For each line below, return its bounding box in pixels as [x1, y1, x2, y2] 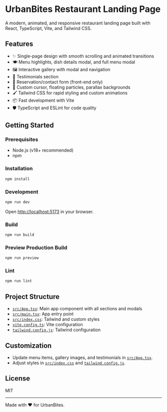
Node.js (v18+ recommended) [12, 147, 74, 153]
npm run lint [5, 278, 32, 284]
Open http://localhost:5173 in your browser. [5, 208, 94, 214]
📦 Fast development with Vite [12, 97, 75, 103]
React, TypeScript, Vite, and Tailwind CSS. [5, 25, 92, 31]
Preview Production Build [5, 244, 68, 251]
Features [5, 40, 33, 48]
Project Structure [5, 292, 60, 301]
